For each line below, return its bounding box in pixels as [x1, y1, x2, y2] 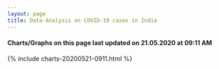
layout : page [7, 10, 46, 18]
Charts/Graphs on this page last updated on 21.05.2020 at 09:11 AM [7, 39, 213, 47]
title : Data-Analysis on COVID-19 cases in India [7, 17, 158, 24]
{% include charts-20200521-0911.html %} [7, 54, 133, 63]
